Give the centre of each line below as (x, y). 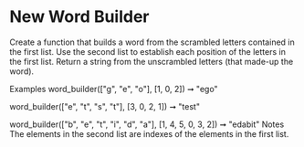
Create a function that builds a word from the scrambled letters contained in (152, 42)
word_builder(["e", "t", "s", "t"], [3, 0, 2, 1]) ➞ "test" (105, 106)
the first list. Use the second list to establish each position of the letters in (147, 51)
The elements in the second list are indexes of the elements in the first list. (149, 133)
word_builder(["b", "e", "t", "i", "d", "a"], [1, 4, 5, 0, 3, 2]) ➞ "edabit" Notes (147, 124)
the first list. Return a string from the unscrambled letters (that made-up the (152, 61)
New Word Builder (79, 17)
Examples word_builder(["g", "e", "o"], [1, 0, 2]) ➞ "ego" (114, 89)
